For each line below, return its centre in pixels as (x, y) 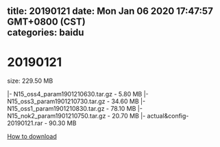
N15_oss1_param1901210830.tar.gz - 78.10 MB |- (75, 109)
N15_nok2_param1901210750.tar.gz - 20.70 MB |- (76, 116)
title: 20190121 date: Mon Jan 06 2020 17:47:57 (110, 11)
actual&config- (168, 116)
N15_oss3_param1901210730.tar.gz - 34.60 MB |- (76, 101)
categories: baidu (46, 32)
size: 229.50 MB (30, 81)
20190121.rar (25, 123)
